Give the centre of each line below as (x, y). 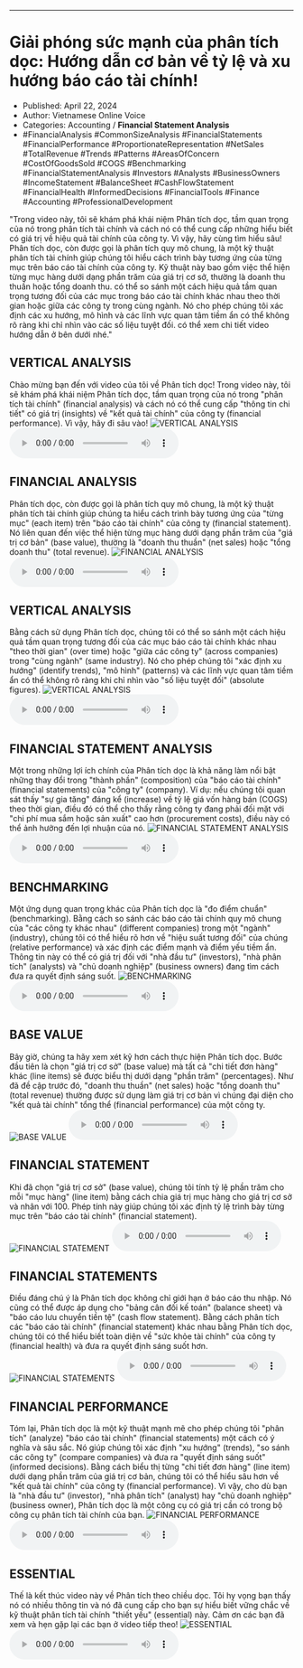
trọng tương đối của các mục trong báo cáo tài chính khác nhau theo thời (145, 295)
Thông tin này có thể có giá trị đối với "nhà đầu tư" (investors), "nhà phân (146, 957)
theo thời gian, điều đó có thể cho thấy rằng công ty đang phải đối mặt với (147, 809)
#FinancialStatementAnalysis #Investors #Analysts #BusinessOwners (151, 173)
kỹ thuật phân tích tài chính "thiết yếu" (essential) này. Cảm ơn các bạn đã (147, 1615)
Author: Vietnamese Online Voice (84, 115)
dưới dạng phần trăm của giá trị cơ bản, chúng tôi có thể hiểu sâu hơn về (144, 1476)
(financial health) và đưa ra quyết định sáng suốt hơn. (109, 1346)
